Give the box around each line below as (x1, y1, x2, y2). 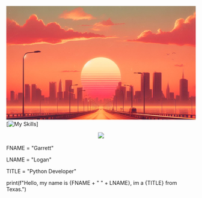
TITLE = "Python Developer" (6, 168, 77, 175)
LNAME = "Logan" (6, 156, 52, 163)
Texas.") (6, 186, 27, 193)
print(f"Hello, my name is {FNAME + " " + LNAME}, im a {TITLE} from (6, 179, 177, 187)
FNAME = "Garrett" (6, 145, 54, 152)
